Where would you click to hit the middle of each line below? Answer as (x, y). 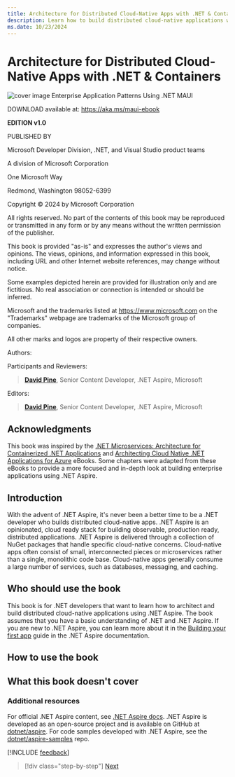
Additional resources (44, 701)
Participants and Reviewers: (47, 366)
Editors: (18, 394)
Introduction (35, 498)
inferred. (20, 297)
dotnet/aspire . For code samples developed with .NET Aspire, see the (107, 731)
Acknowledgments (50, 429)
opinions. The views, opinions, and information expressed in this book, (109, 254)
